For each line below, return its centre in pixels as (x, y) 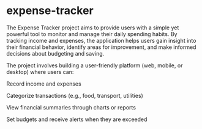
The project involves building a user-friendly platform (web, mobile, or (95, 65)
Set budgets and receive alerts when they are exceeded (77, 119)
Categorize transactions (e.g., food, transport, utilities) (75, 95)
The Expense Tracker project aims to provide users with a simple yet (93, 28)
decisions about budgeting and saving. (55, 53)
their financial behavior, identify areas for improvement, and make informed (101, 47)
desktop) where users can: (40, 72)
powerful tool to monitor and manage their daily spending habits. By (92, 34)
